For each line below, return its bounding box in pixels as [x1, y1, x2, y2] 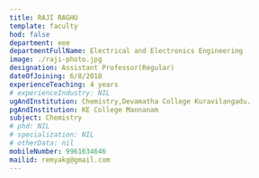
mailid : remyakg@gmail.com [9, 155, 111, 165]
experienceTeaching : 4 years [9, 80, 119, 89]
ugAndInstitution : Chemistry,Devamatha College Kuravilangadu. [9, 96, 252, 106]
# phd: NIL [9, 122, 50, 131]
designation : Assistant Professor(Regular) [9, 64, 175, 73]
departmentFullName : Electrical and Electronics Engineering [9, 47, 244, 56]
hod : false [9, 30, 50, 39]
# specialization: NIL [9, 130, 94, 139]
